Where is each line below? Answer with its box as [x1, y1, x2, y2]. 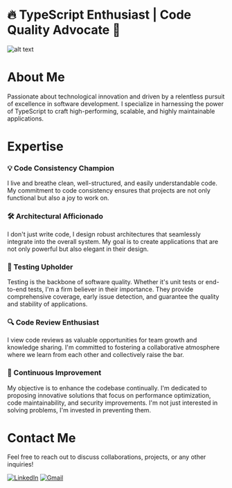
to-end [7, 285, 27, 293]
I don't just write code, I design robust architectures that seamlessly [7, 229, 201, 238]
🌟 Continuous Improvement [7, 368, 102, 378]
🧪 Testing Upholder [7, 262, 73, 272]
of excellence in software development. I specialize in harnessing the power [7, 99, 224, 107]
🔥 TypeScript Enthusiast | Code [7, 7, 192, 23]
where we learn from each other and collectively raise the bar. [7, 351, 185, 359]
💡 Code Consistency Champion [7, 163, 114, 173]
